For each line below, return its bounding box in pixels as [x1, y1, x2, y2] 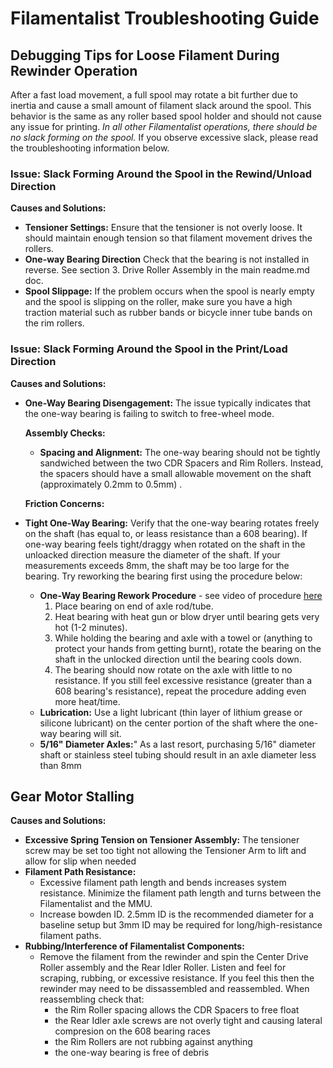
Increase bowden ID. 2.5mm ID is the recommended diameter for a [39, 908, 315, 921]
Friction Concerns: [24, 497, 105, 509]
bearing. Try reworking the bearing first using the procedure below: [24, 570, 303, 582]
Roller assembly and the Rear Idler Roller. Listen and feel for [39, 962, 287, 974]
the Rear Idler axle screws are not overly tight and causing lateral [54, 1015, 323, 1027]
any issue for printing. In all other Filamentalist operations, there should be [10, 121, 318, 132]
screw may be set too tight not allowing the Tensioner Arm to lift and [24, 845, 307, 857]
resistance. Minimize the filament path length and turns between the [39, 887, 322, 899]
